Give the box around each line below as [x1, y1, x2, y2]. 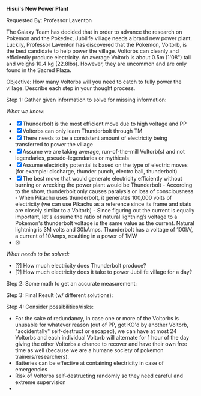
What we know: [6, 108, 45, 115]
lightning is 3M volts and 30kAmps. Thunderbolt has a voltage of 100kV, [14, 226, 193, 233]
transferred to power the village [14, 141, 93, 148]
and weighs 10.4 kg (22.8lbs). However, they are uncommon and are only [6, 60, 187, 67]
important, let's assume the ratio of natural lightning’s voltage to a [14, 213, 178, 220]
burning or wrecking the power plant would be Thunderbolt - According [14, 181, 193, 188]
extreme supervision [14, 379, 66, 386]
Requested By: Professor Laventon [6, 17, 92, 23]
